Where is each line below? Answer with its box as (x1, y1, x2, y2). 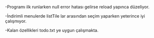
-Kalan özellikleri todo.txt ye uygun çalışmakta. (5, 28, 99, 33)
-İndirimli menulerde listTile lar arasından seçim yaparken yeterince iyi (5, 13, 145, 19)
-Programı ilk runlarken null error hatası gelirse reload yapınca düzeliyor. (5, 4, 150, 9)
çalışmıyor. (5, 19, 27, 24)
